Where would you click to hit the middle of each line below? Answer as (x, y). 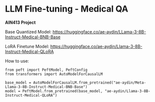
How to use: (17, 61)
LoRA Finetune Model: (27, 46)
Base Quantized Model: (28, 32)
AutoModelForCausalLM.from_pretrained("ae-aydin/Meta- (90, 83)
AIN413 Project (20, 22)
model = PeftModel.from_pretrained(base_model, (54, 91)
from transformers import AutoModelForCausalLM (54, 74)
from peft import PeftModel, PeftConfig (46, 70)
